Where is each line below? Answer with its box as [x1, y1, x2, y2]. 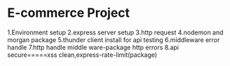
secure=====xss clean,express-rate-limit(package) [7, 51, 158, 59]
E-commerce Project [7, 5, 130, 21]
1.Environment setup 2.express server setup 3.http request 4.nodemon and [7, 28, 224, 37]
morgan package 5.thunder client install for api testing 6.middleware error [7, 35, 220, 44]
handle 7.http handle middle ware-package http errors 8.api [7, 43, 179, 51]
